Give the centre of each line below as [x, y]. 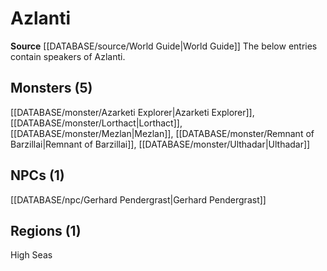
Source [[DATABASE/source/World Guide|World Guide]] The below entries [164, 46]
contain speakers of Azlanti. [68, 56]
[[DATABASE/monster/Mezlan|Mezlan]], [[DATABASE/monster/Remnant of [162, 133]
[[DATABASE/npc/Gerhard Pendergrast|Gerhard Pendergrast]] [138, 199]
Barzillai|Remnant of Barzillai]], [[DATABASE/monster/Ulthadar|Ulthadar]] [160, 144]
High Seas [31, 255]
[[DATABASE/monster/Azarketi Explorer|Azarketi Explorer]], [132, 112]
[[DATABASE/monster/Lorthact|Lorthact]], [96, 123]
